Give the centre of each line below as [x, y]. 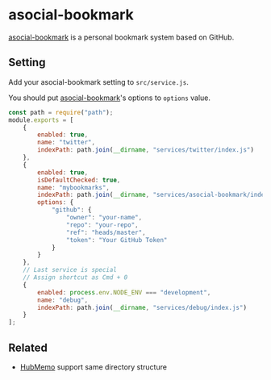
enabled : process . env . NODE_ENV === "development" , [124, 292]
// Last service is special [70, 270]
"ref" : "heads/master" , [106, 232]
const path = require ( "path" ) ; [61, 112]
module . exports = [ [41, 120]
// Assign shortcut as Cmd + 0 [75, 278]
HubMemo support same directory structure [94, 367]
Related [28, 347]
